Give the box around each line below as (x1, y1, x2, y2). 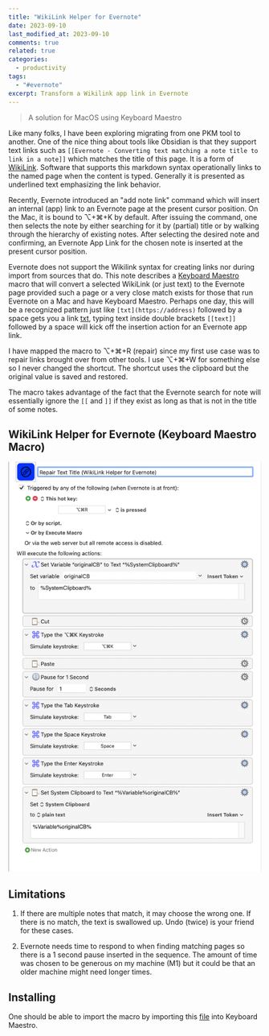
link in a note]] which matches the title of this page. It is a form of (8, 154, 234, 163)
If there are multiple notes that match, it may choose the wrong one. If (19, 909, 251, 918)
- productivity (15, 64, 67, 72)
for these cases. (19, 926, 74, 935)
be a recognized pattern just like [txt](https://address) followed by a (8, 304, 243, 314)
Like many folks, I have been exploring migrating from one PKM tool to (8, 128, 241, 138)
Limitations (8, 887, 66, 901)
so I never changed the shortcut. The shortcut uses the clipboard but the (8, 363, 249, 373)
